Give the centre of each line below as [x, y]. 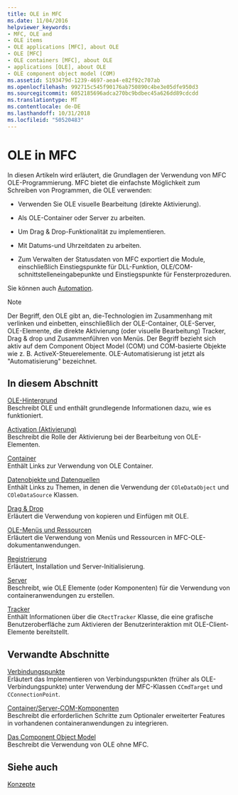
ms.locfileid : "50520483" [45, 120]
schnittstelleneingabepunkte [59, 274]
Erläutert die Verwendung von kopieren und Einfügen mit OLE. [98, 516]
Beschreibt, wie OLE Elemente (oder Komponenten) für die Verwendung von [119, 588]
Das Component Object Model [52, 737]
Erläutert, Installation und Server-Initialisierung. [76, 566]
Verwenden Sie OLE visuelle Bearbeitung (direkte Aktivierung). [109, 204]
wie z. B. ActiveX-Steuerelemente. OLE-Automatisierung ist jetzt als [106, 353]
